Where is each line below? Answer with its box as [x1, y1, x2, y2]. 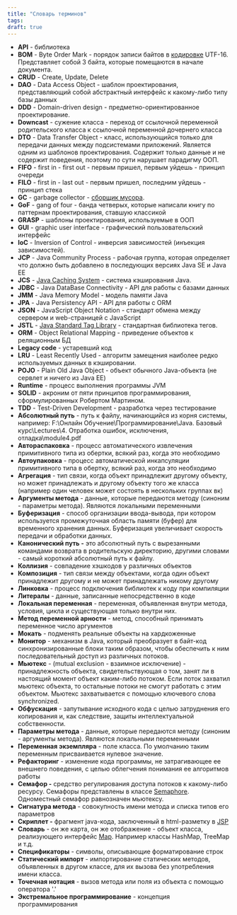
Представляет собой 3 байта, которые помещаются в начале [17, 58, 204, 67]
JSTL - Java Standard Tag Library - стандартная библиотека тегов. [17, 321, 218, 330]
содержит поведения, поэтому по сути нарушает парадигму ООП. [17, 156, 219, 164]
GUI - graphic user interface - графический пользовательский [17, 224, 203, 232]
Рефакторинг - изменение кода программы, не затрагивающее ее [17, 757, 221, 766]
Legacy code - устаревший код [17, 344, 112, 352]
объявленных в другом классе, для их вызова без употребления [17, 863, 214, 871]
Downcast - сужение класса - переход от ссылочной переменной [17, 118, 219, 127]
